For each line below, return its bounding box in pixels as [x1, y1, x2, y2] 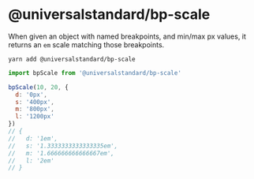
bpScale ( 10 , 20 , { [8, 83, 69, 91]
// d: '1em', [8, 134, 58, 143]
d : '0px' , [15, 91, 47, 99]
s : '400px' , [15, 98, 55, 106]
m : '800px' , [15, 105, 55, 114]
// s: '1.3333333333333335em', [8, 142, 118, 150]
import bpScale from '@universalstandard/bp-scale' [8, 69, 181, 76]
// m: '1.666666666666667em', [8, 149, 114, 157]
